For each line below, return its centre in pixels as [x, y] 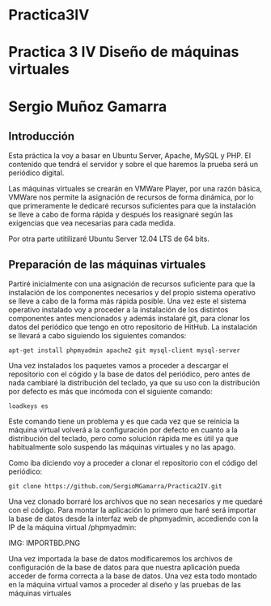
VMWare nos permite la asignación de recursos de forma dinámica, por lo [131, 197]
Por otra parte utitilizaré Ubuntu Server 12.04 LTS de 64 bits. [109, 239]
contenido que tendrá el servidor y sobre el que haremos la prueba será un [133, 165]
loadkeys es [28, 406]
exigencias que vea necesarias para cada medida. [92, 223]
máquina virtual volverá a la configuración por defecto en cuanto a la [123, 430]
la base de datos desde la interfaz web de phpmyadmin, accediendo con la [133, 519]
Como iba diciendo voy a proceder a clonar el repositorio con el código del [133, 463]
